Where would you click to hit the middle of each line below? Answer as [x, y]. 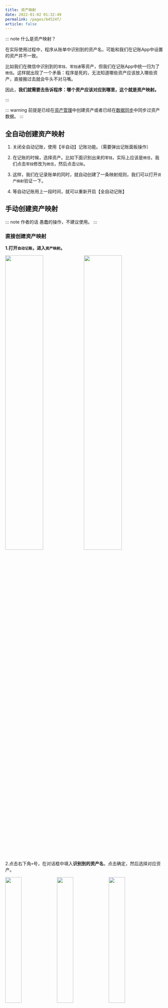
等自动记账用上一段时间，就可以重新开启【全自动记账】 [69, 192]
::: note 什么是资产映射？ [31, 39]
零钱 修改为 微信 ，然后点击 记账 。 [57, 164]
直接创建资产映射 [26, 236]
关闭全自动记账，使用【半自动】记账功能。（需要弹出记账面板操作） [82, 147]
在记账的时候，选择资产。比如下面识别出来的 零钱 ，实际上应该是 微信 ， [84, 158]
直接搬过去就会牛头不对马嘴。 [45, 79]
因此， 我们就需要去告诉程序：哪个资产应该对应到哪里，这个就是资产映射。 [82, 90]
